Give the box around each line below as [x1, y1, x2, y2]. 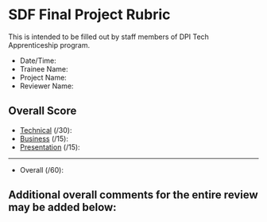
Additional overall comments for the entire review [8, 189, 258, 202]
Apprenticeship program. [8, 40, 90, 49]
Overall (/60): [19, 165, 64, 174]
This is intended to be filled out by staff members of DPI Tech [8, 32, 209, 41]
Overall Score [8, 104, 77, 118]
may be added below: [8, 201, 117, 214]
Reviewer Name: [19, 81, 74, 91]
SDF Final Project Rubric [8, 6, 171, 24]
